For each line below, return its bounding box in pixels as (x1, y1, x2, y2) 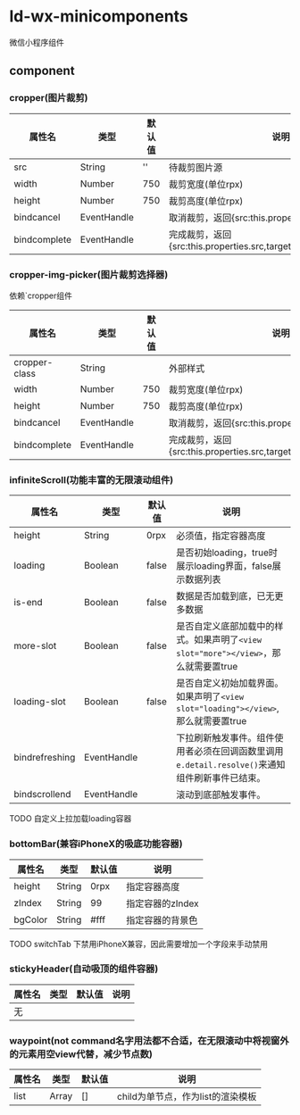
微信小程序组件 (9, 37, 64, 47)
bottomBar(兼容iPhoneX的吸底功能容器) (9, 837, 183, 850)
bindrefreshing (13, 752, 76, 764)
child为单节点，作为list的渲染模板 (117, 1091, 257, 1103)
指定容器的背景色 (126, 913, 198, 926)
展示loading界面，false (175, 560, 272, 572)
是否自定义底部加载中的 (175, 620, 275, 633)
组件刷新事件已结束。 (175, 772, 266, 785)
